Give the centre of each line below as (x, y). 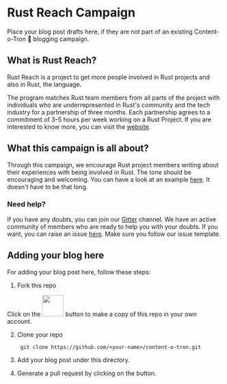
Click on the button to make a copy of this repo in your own (102, 314)
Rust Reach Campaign (71, 13)
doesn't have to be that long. (48, 187)
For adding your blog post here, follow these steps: (79, 272)
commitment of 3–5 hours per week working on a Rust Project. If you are (109, 119)
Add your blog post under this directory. (73, 360)
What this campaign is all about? (78, 148)
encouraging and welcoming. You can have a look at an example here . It (109, 179)
